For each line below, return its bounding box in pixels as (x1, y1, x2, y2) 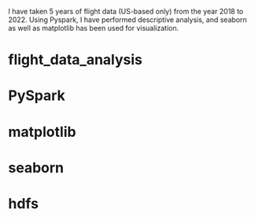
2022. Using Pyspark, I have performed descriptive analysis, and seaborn (8, 15, 248, 24)
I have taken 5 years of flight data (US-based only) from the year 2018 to (8, 7, 244, 16)
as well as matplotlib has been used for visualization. (8, 24, 179, 32)
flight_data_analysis (8, 51, 143, 69)
